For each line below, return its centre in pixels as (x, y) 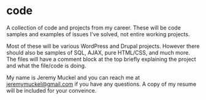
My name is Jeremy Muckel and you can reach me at (73, 77)
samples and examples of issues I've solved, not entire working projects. (98, 34)
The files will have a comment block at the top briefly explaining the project (101, 59)
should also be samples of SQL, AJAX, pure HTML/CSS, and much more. (98, 52)
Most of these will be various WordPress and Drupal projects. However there (103, 46)
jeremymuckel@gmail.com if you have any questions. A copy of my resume (101, 84)
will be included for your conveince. (51, 90)
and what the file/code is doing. (46, 66)
